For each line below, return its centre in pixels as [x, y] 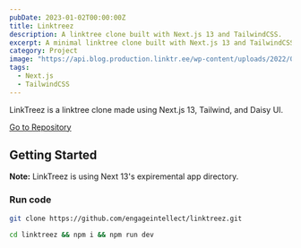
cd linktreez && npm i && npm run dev [82, 235]
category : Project [43, 51]
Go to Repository [40, 127]
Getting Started [53, 155]
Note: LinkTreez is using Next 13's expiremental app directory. [124, 176]
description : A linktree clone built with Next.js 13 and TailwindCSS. [146, 34]
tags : [19, 68]
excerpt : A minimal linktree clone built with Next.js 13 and [128, 43]
